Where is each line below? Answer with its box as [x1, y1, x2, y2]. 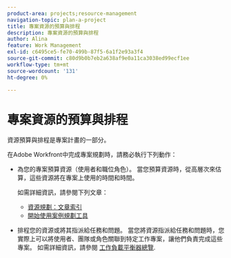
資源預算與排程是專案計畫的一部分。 [7, 136, 110, 144]
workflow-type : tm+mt [7, 61, 70, 68]
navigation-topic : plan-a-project [7, 17, 107, 23]
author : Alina [7, 36, 48, 43]
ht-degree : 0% [7, 74, 48, 81]
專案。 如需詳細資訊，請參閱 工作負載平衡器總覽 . [17, 244, 156, 252]
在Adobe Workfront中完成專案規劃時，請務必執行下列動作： [7, 151, 177, 159]
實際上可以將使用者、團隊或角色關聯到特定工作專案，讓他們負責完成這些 [17, 235, 223, 243]
